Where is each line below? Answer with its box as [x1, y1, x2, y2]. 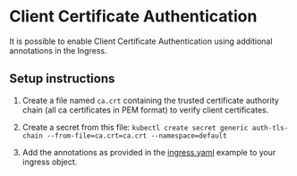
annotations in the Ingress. [9, 45, 107, 55]
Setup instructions [9, 71, 115, 87]
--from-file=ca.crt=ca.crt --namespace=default [46, 131, 227, 140]
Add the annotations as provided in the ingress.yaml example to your [21, 147, 276, 157]
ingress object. [21, 156, 78, 167]
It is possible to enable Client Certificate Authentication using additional [9, 36, 273, 46]
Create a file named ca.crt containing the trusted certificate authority [21, 95, 279, 105]
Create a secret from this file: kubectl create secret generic [21, 122, 249, 132]
